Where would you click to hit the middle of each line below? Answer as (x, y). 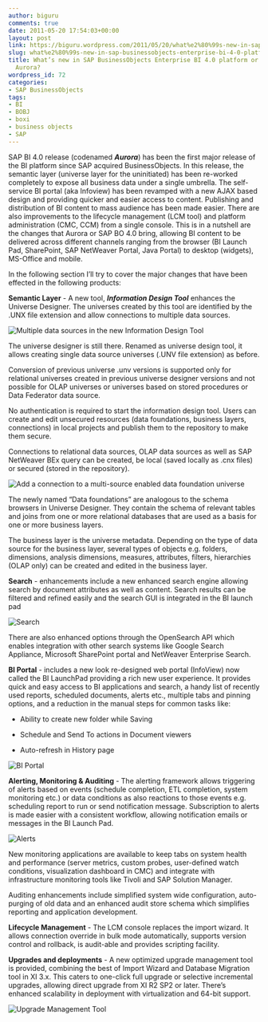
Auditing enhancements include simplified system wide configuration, (123, 894)
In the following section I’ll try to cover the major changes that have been (128, 274)
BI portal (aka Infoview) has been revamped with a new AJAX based (146, 191)
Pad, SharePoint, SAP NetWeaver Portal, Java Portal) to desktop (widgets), (131, 250)
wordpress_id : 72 (37, 75)
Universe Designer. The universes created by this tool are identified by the (130, 306)
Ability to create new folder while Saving (86, 719)
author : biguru (33, 16)
